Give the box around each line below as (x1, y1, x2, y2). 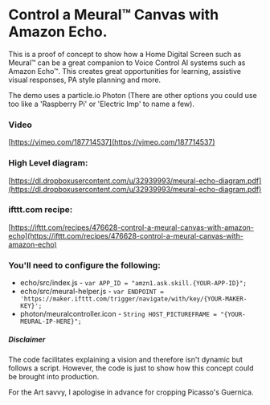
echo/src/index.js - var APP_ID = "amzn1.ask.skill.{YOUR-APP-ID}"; (19, 278, 247, 288)
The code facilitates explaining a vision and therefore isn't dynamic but (8, 355, 243, 365)
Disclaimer (8, 334, 46, 344)
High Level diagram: (8, 157, 88, 169)
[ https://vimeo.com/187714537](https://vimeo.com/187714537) (8, 137, 215, 147)
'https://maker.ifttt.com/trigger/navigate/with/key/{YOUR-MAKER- (19, 295, 247, 303)
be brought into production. (8, 372, 100, 382)
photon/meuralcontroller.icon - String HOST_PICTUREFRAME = (19, 309, 217, 319)
